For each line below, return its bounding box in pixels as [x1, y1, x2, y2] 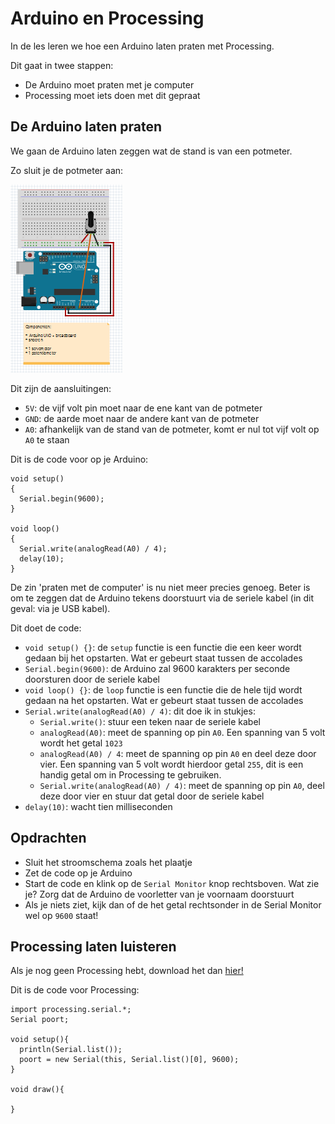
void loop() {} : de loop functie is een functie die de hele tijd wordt [24, 683, 303, 696]
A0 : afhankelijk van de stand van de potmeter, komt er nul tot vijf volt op [24, 423, 320, 435]
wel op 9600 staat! [24, 909, 99, 921]
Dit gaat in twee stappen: [10, 59, 114, 71]
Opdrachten [10, 830, 87, 847]
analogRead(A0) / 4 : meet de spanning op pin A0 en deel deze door [39, 747, 317, 759]
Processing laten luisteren [10, 938, 177, 955]
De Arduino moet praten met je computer [24, 78, 195, 91]
